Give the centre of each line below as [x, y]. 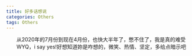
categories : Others [30, 17]
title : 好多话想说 [27, 11]
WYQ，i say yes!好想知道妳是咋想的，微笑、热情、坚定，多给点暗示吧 [101, 47]
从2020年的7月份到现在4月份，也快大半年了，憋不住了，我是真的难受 [101, 40]
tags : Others [22, 22]
